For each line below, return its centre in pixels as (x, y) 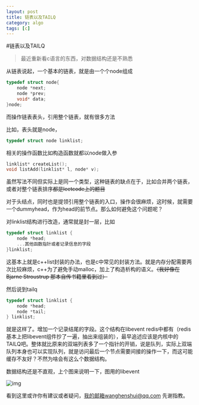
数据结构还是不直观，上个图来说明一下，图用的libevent (73, 372)
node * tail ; (31, 312)
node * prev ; (31, 93)
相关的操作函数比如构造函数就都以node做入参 (62, 153)
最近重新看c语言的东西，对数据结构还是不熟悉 (77, 59)
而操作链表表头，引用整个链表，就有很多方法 (61, 117)
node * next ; (31, 88)
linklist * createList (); (37, 164)
